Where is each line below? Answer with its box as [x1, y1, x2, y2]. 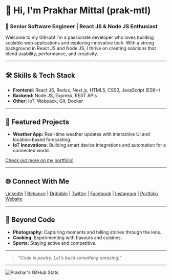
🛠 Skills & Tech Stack [5, 71, 75, 80]
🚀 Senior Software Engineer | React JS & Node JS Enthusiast [5, 23, 158, 30]
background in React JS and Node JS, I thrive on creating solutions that [5, 45, 156, 52]
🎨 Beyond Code [5, 216, 55, 224]
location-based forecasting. [12, 136, 72, 143]
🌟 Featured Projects [5, 118, 70, 126]
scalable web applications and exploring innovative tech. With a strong [5, 40, 155, 46]
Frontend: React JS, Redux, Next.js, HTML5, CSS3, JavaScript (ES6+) [12, 87, 160, 94]
